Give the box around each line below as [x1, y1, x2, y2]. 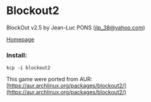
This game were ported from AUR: [6, 76, 93, 83]
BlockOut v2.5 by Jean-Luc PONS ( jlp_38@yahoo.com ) [6, 24, 145, 31]
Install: [6, 51, 28, 59]
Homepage [6, 35, 35, 43]
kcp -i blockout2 [6, 65, 51, 71]
